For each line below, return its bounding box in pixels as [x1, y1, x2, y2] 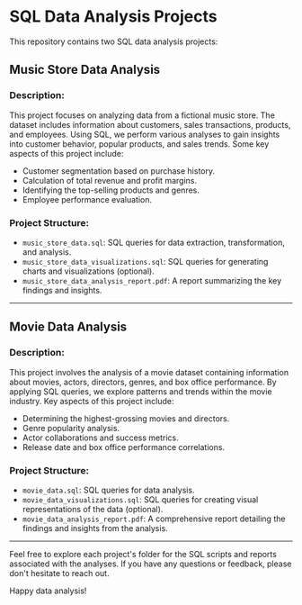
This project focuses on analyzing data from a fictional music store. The [9, 110, 276, 121]
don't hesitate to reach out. [9, 567, 110, 578]
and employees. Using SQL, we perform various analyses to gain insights [9, 129, 280, 140]
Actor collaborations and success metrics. [22, 432, 180, 443]
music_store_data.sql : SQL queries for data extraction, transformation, [22, 237, 285, 248]
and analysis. [22, 246, 72, 257]
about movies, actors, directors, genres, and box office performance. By [9, 376, 277, 387]
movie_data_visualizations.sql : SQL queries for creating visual [22, 493, 259, 505]
